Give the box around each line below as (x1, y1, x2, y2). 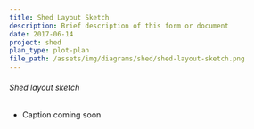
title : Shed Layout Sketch (9, 12, 110, 22)
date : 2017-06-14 (9, 29, 74, 38)
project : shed (9, 37, 62, 47)
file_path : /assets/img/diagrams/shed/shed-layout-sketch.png (9, 54, 245, 63)
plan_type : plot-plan (9, 46, 90, 55)
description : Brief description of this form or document (9, 21, 229, 30)
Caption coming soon (21, 109, 102, 120)
